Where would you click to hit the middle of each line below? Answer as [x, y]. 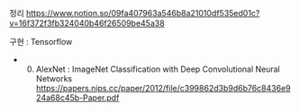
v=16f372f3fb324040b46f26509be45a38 [87, 23]
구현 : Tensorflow [41, 42]
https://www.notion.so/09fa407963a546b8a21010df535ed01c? [143, 13]
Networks [54, 78]
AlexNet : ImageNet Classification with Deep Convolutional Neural [158, 69]
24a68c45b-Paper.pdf [77, 98]
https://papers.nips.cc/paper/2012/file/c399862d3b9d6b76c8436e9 [163, 88]
